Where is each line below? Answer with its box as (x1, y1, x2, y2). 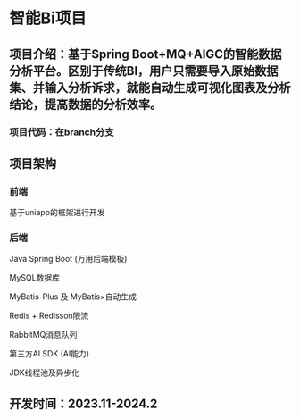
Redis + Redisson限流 (9, 310, 89, 322)
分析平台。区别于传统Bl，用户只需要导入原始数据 (9, 63, 279, 79)
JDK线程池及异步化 (9, 367, 80, 378)
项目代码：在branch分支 (9, 126, 114, 138)
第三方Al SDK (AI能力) (9, 348, 90, 359)
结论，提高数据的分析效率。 (9, 96, 162, 112)
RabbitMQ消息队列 (9, 330, 78, 340)
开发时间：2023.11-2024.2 (9, 396, 158, 411)
